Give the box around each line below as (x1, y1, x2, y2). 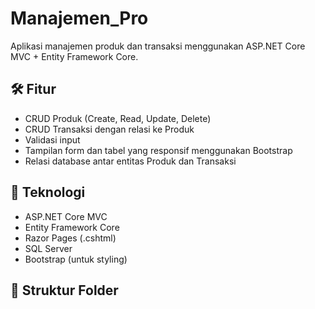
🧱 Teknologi (10, 184, 86, 201)
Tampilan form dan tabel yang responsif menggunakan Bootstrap (24, 144, 293, 156)
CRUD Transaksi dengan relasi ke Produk (24, 123, 195, 135)
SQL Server (24, 242, 73, 254)
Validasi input (24, 133, 81, 146)
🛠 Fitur (10, 81, 57, 98)
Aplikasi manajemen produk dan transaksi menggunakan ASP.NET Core (10, 40, 306, 52)
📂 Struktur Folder (10, 282, 119, 299)
